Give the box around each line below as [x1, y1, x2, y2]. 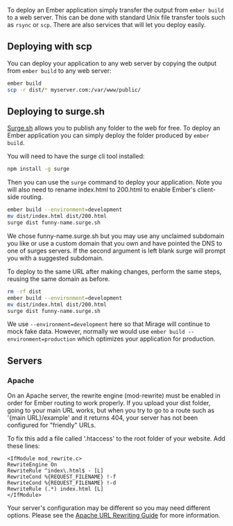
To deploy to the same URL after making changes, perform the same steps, [7, 267, 222, 275]
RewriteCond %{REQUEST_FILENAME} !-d [7, 480, 116, 486]
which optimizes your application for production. [77, 334, 216, 343]
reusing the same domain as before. [7, 274, 110, 283]
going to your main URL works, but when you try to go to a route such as [7, 406, 215, 415]
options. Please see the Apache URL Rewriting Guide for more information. [7, 511, 221, 520]
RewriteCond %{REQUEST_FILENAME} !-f [7, 473, 116, 481]
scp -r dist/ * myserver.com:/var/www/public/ [7, 86, 141, 93]
